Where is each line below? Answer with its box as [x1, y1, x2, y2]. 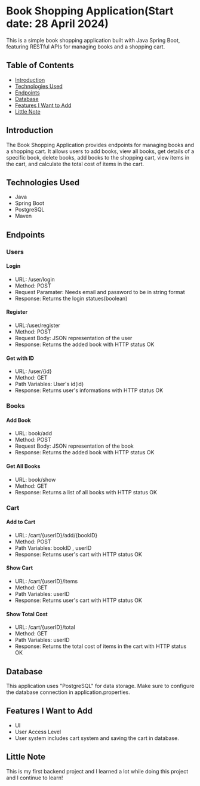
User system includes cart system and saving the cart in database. [14, 734, 179, 742]
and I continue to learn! [6, 774, 63, 781]
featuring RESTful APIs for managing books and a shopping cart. [6, 43, 165, 50]
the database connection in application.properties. [6, 689, 130, 696]
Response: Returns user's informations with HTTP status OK [14, 387, 164, 394]
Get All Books [6, 463, 41, 470]
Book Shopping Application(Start [6, 4, 174, 18]
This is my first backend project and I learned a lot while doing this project [6, 767, 189, 775]
